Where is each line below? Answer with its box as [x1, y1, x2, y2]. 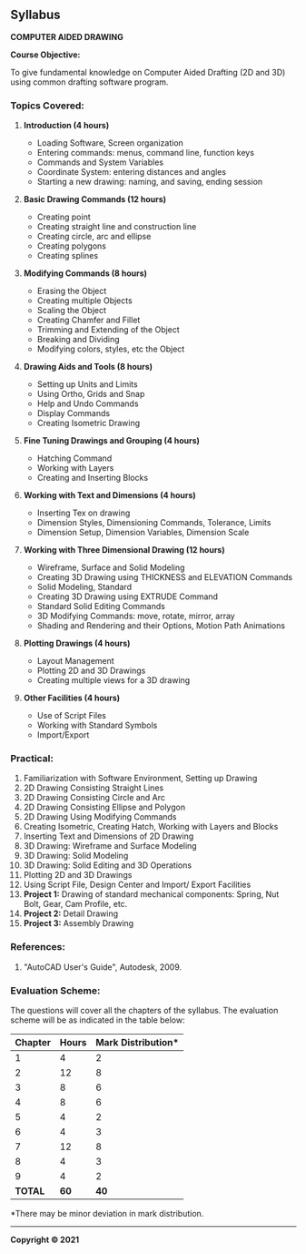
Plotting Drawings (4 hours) [23, 637, 131, 649]
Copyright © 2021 [10, 1234, 80, 1245]
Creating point [36, 211, 91, 222]
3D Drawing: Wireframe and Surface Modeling [23, 841, 198, 851]
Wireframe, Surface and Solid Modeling [36, 562, 185, 573]
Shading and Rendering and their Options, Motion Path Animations [36, 620, 285, 631]
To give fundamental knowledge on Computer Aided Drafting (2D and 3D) [10, 66, 286, 77]
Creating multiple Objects [36, 295, 133, 306]
